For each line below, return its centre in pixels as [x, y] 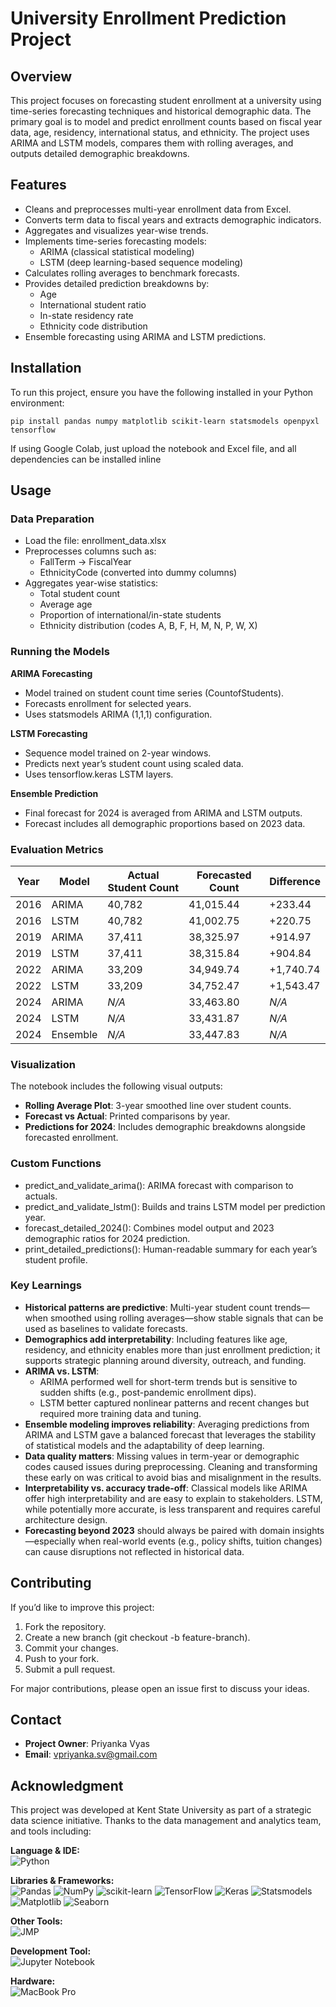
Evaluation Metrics [57, 849]
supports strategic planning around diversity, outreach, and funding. [165, 1360]
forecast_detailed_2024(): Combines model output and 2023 [149, 1228]
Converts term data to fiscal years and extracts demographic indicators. [173, 219]
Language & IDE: [45, 1851]
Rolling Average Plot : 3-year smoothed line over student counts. [158, 1106]
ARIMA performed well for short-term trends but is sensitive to [168, 1381]
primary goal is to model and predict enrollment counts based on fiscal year [166, 121]
